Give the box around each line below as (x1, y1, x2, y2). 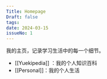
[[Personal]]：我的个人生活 (14, 67, 80, 74)
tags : (6, 19, 19, 25)
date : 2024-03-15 (6, 25, 49, 31)
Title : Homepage (6, 8, 46, 15)
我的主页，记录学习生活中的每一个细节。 (6, 47, 104, 54)
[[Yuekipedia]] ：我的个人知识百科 (14, 60, 98, 67)
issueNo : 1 (6, 30, 33, 36)
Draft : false (6, 14, 38, 20)
